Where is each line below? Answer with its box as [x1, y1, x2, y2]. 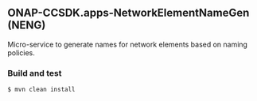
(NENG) [7, 19, 46, 32]
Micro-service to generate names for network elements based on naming [7, 39, 248, 49]
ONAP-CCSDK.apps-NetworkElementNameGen [7, 6, 250, 20]
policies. [7, 47, 35, 58]
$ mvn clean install [7, 86, 76, 94]
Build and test [7, 67, 62, 78]
